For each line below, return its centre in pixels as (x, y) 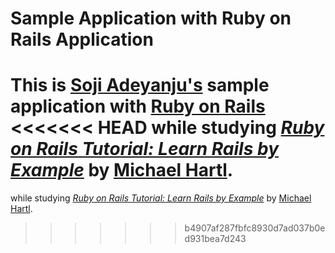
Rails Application (82, 39)
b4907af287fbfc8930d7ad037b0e (255, 228)
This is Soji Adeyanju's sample (140, 85)
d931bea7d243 (215, 239)
